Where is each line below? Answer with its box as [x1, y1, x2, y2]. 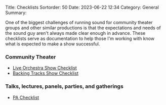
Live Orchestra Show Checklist [12, 65, 77, 71]
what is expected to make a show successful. [5, 41, 100, 47]
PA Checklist [12, 94, 39, 100]
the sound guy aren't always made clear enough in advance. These [5, 30, 146, 36]
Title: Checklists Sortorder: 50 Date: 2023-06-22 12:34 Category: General [5, 5, 159, 10]
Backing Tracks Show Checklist [12, 70, 78, 76]
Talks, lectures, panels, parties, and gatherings [5, 83, 124, 90]
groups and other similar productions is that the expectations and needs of [5, 25, 161, 31]
